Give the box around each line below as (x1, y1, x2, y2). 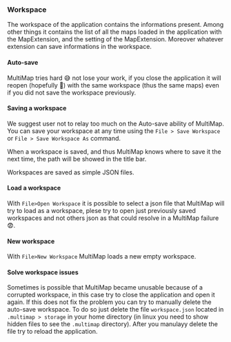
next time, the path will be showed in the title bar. (7, 154, 147, 163)
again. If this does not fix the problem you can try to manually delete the (7, 298, 212, 306)
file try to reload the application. (7, 328, 98, 336)
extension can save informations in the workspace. (7, 43, 152, 51)
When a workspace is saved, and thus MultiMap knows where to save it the (7, 147, 222, 156)
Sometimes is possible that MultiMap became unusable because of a (7, 283, 203, 292)
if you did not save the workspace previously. (7, 88, 137, 97)
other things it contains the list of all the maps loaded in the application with (7, 28, 222, 36)
